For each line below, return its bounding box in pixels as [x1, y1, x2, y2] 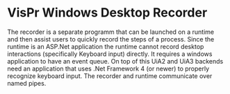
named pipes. [7, 79, 47, 87]
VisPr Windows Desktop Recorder [7, 5, 208, 21]
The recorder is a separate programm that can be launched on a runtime [7, 28, 214, 36]
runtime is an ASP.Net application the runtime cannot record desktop [7, 42, 204, 50]
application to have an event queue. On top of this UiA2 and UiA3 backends [7, 57, 224, 65]
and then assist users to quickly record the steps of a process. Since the [7, 35, 215, 43]
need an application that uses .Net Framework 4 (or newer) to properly [7, 64, 210, 73]
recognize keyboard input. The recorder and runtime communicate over [7, 71, 213, 80]
